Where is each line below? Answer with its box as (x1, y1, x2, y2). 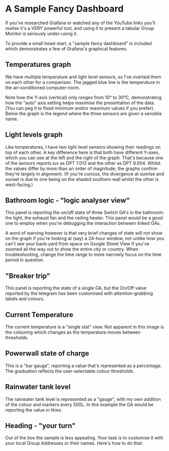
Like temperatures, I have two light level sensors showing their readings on (5, 144, 161, 150)
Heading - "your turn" (5, 422, 76, 430)
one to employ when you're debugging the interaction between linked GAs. (5, 220, 161, 227)
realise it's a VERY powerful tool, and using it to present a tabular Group (5, 25, 154, 31)
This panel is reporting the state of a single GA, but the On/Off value (5, 285, 147, 291)
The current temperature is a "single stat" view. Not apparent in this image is (5, 324, 164, 330)
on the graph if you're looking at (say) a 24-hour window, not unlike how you (5, 236, 164, 242)
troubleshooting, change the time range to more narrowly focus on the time (5, 251, 161, 258)
